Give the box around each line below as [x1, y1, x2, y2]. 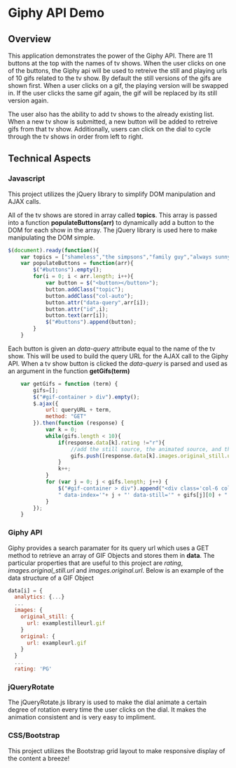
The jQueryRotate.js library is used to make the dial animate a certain [8, 698, 207, 707]
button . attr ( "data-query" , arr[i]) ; [45, 299, 150, 306]
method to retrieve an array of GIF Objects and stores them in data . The [8, 551, 215, 559]
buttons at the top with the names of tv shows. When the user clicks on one [8, 59, 226, 67]
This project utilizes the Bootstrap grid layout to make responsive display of [8, 746, 225, 755]
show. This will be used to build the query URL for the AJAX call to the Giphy [8, 351, 228, 360]
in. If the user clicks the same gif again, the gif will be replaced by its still [8, 89, 218, 97]
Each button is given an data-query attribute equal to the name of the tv [8, 344, 216, 353]
